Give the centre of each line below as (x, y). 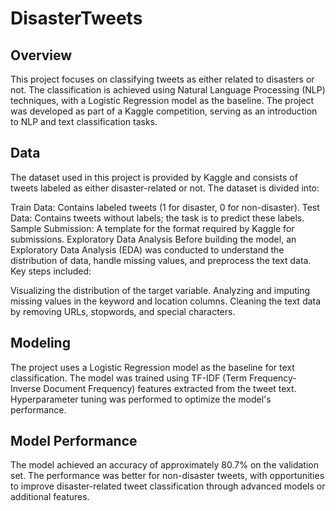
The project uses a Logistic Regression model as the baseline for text (152, 367)
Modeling (40, 343)
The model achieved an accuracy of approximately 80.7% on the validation (165, 465)
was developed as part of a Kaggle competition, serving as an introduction (164, 111)
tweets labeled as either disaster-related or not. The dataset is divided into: (165, 188)
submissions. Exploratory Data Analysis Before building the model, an (153, 239)
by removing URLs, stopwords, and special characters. (123, 311)
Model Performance (74, 441)
